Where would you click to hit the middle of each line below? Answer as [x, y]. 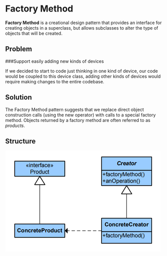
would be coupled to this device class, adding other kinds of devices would [83, 76]
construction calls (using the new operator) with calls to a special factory [80, 115]
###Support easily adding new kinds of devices [55, 61]
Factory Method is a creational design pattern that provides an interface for [83, 23]
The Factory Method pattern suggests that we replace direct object [74, 109]
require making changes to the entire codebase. [55, 81]
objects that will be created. [34, 33]
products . [15, 125]
